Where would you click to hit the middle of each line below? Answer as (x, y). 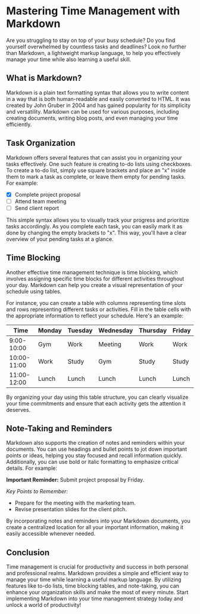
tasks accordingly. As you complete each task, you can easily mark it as (94, 226)
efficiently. (19, 124)
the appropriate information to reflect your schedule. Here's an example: (95, 316)
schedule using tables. (34, 291)
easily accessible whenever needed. (51, 534)
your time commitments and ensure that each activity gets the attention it (96, 403)
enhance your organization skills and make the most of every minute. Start (97, 592)
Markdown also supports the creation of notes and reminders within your (96, 443)
